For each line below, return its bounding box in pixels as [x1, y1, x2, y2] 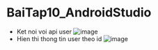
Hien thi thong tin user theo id [16, 34, 102, 42]
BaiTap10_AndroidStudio [6, 5, 152, 21]
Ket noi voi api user [16, 27, 72, 36]
